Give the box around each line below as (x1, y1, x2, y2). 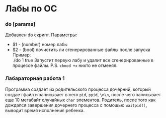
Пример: (12, 52, 31, 58)
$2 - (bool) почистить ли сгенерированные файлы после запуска (12, 47, 151, 53)
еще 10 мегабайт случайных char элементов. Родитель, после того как (5, 97, 156, 103)
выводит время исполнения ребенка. (5, 107, 85, 113)
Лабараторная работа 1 (5, 75, 65, 82)
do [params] (5, 21, 36, 28)
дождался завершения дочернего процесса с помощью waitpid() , (5, 102, 148, 108)
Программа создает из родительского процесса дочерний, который (5, 86, 151, 92)
